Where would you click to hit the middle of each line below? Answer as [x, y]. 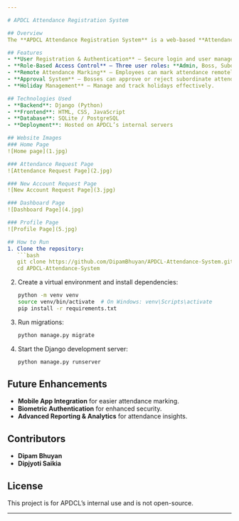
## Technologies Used [39, 98]
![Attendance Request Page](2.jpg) [60, 171]
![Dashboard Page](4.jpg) [46, 210]
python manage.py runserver [59, 362]
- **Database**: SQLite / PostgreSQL [63, 118]
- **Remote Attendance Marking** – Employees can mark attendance [108, 73]
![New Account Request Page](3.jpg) [62, 190]
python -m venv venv [48, 295]
